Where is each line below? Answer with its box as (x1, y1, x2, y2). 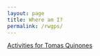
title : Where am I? (7, 16, 63, 23)
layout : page (7, 10, 45, 17)
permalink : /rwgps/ (7, 23, 63, 29)
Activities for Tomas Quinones (7, 42, 93, 50)
